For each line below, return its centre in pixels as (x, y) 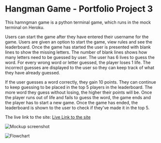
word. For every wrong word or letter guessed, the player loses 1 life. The (78, 62)
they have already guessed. (33, 72)
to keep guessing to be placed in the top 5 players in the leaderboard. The (79, 87)
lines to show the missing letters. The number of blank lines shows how (76, 52)
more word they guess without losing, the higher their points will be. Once (79, 92)
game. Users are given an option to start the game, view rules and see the (79, 42)
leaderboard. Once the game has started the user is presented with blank (78, 47)
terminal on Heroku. (25, 27)
